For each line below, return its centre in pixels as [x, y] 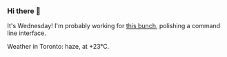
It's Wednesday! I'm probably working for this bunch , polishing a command [114, 26]
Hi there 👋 [24, 11]
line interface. [27, 33]
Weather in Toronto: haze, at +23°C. [58, 47]
